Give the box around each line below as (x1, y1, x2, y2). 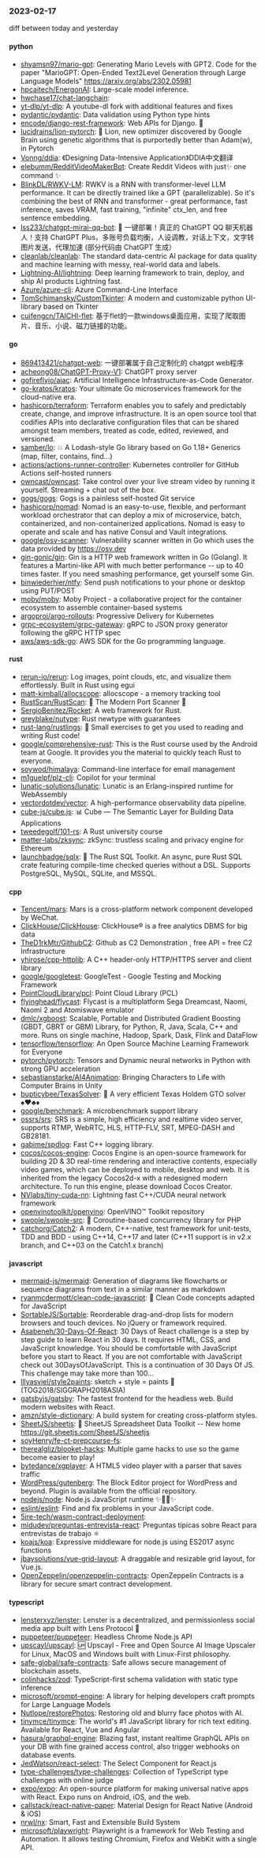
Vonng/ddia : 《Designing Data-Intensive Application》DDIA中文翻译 (20, 153, 233, 162)
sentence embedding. (20, 213, 92, 222)
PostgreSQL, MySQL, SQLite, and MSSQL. (20, 868, 157, 878)
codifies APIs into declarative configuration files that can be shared (20, 417, 239, 426)
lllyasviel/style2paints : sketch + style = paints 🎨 (20, 1377, 176, 1387)
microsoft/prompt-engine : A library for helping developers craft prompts (20, 1691, 256, 1701)
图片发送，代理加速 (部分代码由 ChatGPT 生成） (20, 242, 177, 252)
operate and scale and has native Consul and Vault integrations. (20, 527, 228, 536)
